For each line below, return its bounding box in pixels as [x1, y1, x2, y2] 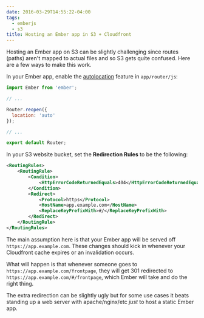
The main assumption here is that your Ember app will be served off [6, 235, 176, 243]
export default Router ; [6, 140, 67, 146]
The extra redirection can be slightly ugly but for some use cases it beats [6, 291, 189, 299]
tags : [6, 15, 20, 21]
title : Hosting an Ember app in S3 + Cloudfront [6, 32, 132, 38]
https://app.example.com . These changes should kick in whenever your [6, 242, 186, 249]
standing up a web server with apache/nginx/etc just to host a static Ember [6, 298, 194, 305]
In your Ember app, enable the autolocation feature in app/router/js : [6, 73, 178, 80]
